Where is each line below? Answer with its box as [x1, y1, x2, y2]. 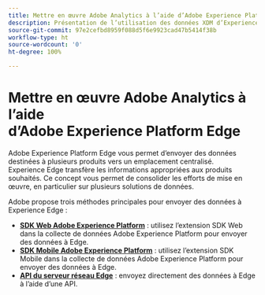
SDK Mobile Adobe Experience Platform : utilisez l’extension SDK [19, 245, 234, 255]
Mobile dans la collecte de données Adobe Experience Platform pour [19, 253, 244, 264]
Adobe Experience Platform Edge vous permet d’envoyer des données [8, 148, 237, 157]
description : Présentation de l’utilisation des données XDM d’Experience [8, 19, 259, 27]
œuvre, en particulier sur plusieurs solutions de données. [8, 182, 195, 191]
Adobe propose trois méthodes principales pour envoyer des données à [8, 197, 242, 206]
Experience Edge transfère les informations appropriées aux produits [8, 164, 233, 174]
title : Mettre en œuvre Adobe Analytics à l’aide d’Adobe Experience [8, 11, 242, 20]
